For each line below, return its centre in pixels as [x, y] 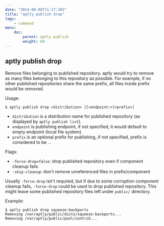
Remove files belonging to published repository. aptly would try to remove [80, 73]
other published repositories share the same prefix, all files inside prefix [77, 83]
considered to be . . [32, 142]
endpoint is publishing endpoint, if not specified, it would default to [79, 126]
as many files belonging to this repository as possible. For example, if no [78, 78]
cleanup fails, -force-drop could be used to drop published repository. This [81, 186]
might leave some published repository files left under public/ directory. [78, 191]
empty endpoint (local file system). [47, 132]
